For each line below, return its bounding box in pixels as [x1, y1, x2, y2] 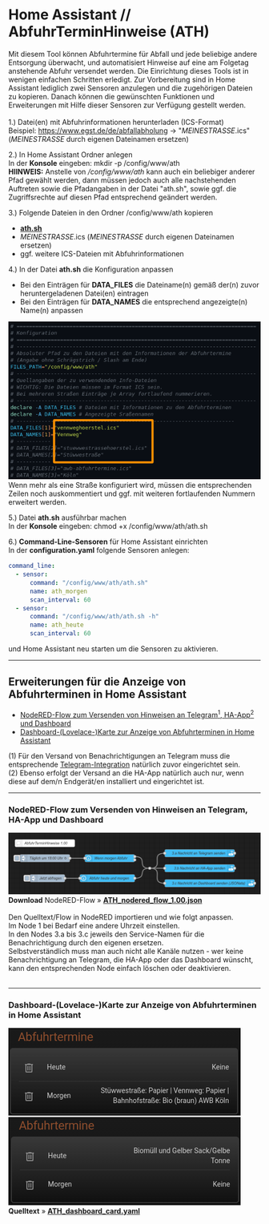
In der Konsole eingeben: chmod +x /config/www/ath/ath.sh [8, 521, 208, 531]
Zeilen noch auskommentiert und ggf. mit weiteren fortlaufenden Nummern [8, 489, 256, 498]
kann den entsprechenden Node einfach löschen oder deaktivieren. [8, 963, 231, 972]
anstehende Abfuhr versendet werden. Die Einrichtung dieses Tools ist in [8, 66, 249, 75]
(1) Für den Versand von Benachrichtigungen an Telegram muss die [8, 751, 231, 760]
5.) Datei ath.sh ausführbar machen [8, 513, 126, 522]
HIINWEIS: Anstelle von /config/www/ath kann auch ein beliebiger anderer [8, 167, 255, 176]
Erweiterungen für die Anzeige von [8, 674, 187, 688]
